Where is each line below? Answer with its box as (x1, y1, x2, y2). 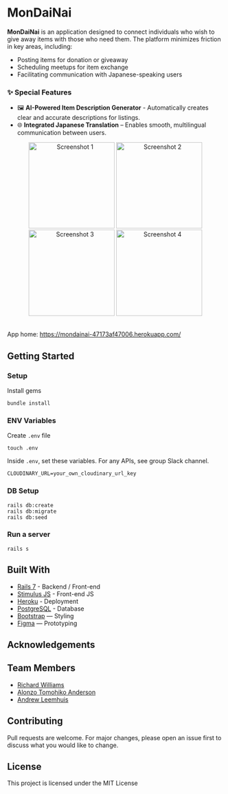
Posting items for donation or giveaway (16, 55, 128, 63)
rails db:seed (7, 513, 48, 521)
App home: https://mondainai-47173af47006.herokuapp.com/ (7, 330, 181, 338)
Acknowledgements (7, 639, 95, 651)
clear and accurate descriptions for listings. (16, 114, 141, 122)
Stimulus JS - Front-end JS (16, 589, 94, 598)
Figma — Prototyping (16, 619, 78, 627)
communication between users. (16, 129, 107, 137)
